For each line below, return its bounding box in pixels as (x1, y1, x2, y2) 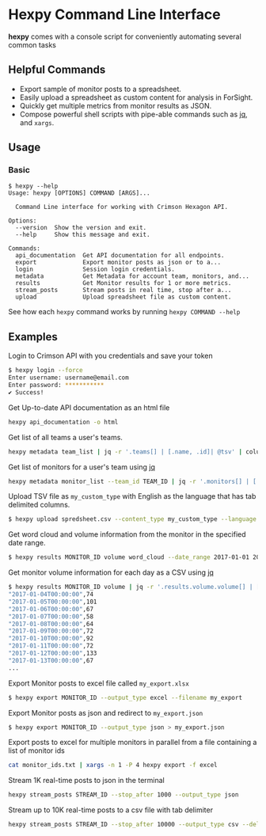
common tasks (8, 40, 57, 49)
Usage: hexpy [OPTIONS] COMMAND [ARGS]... (8, 189, 150, 197)
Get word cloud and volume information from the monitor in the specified (8, 530, 247, 539)
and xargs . (19, 117, 55, 127)
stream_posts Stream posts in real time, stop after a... (15, 287, 232, 294)
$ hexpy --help (8, 182, 59, 191)
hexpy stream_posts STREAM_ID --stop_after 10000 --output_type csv (8, 821, 239, 829)
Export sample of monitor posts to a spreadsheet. (19, 84, 182, 93)
